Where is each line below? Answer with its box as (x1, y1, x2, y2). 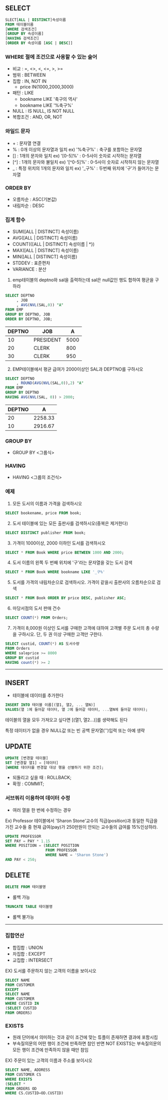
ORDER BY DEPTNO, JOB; (5, 316, 52, 321)
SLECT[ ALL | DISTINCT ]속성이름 (5, 17, 66, 22)
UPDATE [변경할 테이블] (5, 756, 48, 761)
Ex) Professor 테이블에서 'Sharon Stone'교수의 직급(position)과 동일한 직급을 (5, 817, 158, 824)
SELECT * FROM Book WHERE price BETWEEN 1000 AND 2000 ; (5, 550, 124, 555)
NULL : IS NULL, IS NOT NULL (12, 108, 75, 114)
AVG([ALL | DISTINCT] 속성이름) (12, 235, 78, 241)
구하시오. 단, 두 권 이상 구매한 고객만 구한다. (17, 631, 103, 637)
